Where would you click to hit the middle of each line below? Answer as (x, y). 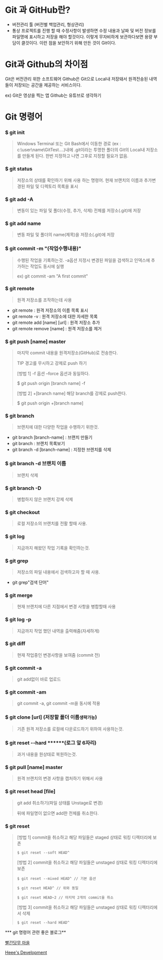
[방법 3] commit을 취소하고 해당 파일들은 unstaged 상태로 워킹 (77, 907)
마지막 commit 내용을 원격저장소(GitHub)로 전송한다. (67, 353)
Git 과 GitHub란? (38, 10)
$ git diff (15, 644)
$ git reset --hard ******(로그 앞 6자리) (51, 743)
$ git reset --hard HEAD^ (43, 922)
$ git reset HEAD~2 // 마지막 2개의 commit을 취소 (65, 897)
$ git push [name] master (36, 341)
